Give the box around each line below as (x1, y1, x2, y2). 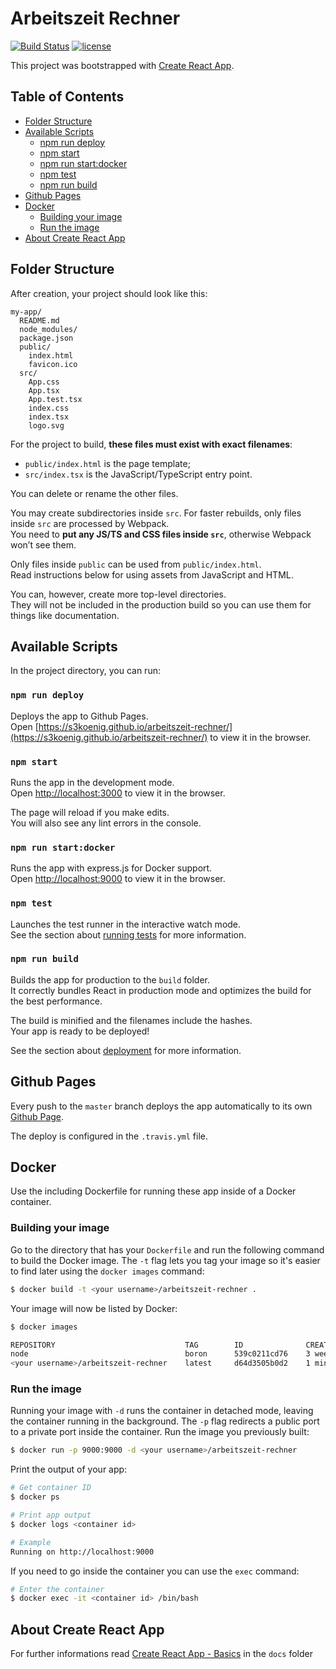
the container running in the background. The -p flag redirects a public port (10, 1415, 320, 1427)
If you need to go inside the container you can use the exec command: (10, 1565, 300, 1577)
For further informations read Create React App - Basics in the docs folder (10, 1648, 314, 1660)
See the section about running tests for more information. (10, 928, 247, 941)
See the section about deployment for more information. (10, 1044, 242, 1056)
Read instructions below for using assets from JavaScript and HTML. (10, 568, 294, 581)
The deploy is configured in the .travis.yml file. (10, 1130, 208, 1142)
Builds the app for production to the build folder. (10, 973, 211, 986)
